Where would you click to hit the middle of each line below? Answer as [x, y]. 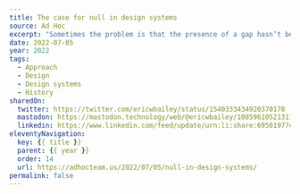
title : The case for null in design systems [93, 17]
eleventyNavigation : [48, 134]
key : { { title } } [50, 142]
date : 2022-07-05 [42, 42]
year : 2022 [29, 51]
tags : [19, 59]
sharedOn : [28, 101]
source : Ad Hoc [37, 26]
